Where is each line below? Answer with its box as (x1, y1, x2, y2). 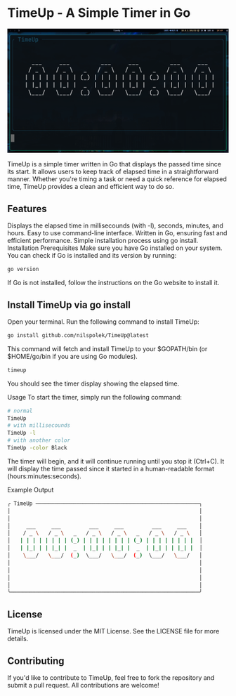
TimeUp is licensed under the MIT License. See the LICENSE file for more (7, 627, 220, 636)
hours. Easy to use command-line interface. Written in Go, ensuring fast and (7, 229, 228, 237)
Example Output (7, 485, 54, 494)
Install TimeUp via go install (7, 298, 131, 310)
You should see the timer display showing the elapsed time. (7, 379, 180, 388)
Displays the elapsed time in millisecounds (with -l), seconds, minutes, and (7, 221, 223, 230)
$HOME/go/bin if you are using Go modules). (7, 352, 138, 360)
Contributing (7, 655, 65, 667)
